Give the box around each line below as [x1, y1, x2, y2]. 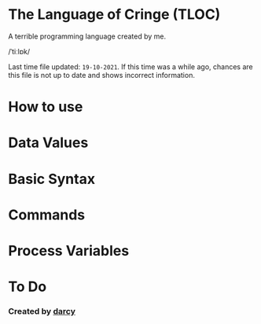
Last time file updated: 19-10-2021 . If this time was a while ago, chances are [8, 61, 253, 72]
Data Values [8, 134, 89, 152]
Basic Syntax [8, 170, 96, 188]
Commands [8, 206, 86, 223]
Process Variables [8, 241, 130, 260]
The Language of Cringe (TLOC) [8, 6, 221, 24]
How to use [8, 98, 83, 116]
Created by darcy [8, 305, 76, 316]
